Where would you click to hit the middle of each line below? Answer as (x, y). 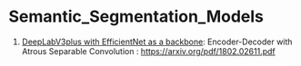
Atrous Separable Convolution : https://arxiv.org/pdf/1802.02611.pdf (149, 51)
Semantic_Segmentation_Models (136, 17)
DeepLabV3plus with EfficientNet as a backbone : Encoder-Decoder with (157, 42)
